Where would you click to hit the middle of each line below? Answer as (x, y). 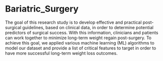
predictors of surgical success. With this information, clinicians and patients (82, 32)
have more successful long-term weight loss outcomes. (61, 53)
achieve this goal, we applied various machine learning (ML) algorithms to (80, 43)
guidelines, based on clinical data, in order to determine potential (88, 27)
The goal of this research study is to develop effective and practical (73, 22)
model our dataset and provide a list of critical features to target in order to (81, 48)
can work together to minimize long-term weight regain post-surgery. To (78, 38)
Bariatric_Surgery (42, 9)
